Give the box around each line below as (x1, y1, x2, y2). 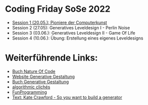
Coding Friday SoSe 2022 (5, 3, 111, 15)
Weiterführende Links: (5, 52, 98, 63)
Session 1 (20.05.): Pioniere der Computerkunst (12, 20, 107, 25)
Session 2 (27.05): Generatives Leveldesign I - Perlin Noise (12, 24, 130, 30)
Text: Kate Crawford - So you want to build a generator (12, 94, 123, 100)
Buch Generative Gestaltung (12, 79, 69, 84)
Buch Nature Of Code (12, 68, 56, 74)
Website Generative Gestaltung (12, 73, 75, 79)
